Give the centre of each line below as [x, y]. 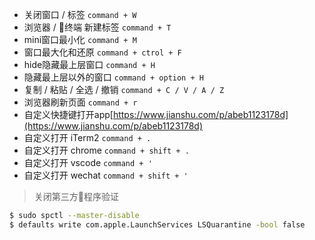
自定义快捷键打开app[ [68, 114]
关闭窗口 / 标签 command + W [80, 14]
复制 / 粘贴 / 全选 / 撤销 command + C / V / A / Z [124, 89]
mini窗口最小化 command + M [80, 39]
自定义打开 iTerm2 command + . [87, 137]
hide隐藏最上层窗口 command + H [89, 64]
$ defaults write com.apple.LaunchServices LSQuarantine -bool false [157, 224]
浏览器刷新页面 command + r [80, 102]
